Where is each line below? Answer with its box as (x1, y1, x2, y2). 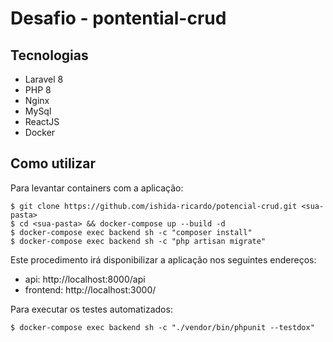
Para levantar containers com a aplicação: (10, 182, 184, 194)
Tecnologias (10, 47, 89, 64)
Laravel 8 (24, 73, 64, 85)
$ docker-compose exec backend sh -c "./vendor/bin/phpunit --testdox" (10, 322, 315, 332)
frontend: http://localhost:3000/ (24, 283, 157, 296)
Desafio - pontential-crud (10, 7, 227, 30)
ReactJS (24, 116, 60, 127)
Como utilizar (10, 155, 97, 172)
